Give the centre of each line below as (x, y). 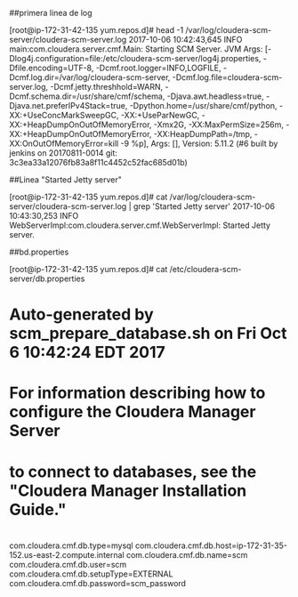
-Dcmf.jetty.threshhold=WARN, (107, 87)
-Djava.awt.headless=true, (215, 96)
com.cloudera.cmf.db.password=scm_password (98, 583)
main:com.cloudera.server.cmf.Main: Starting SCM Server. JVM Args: (136, 49)
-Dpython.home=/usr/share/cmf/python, (203, 105)
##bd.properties (39, 252)
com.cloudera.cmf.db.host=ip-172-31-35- (211, 545)
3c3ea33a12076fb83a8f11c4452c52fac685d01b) (99, 162)
